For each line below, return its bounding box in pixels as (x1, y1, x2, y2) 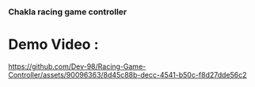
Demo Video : (8, 36, 99, 54)
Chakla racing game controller (8, 6, 127, 17)
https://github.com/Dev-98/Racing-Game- (8, 62, 147, 71)
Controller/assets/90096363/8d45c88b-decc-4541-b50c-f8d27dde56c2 (8, 70, 247, 79)
